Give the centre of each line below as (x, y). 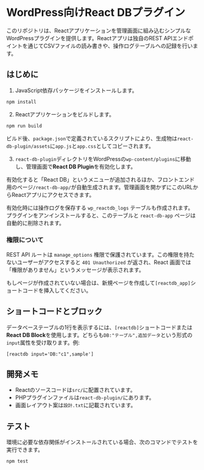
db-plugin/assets (28, 146)
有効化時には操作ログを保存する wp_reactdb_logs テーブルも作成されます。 (100, 207)
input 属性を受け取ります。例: (43, 343)
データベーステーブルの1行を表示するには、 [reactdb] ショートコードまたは (100, 327)
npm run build (24, 126)
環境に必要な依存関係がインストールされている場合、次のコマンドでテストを (102, 442)
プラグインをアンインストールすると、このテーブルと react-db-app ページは (101, 215)
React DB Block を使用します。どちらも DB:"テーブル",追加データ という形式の (100, 335)
